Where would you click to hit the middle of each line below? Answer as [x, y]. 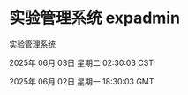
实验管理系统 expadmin [95, 18]
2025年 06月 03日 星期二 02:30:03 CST [82, 62]
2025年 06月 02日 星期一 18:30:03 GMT [82, 81]
